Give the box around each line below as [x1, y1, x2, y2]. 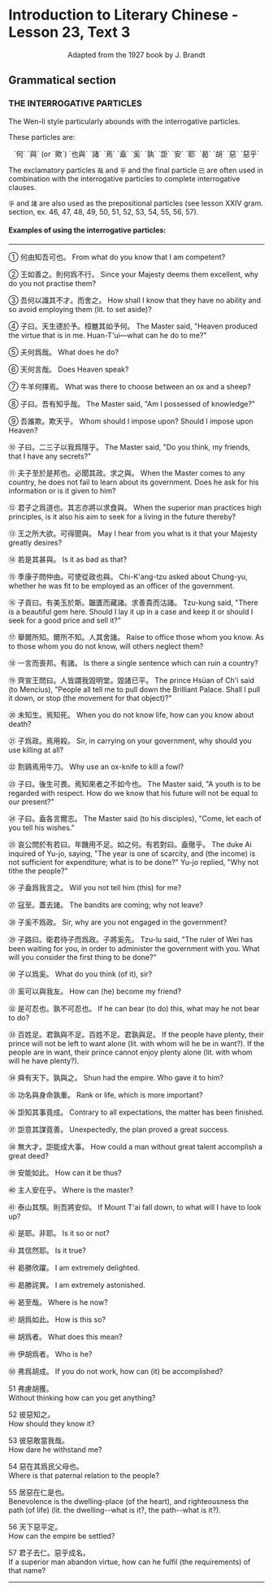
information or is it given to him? [8, 485, 116, 495]
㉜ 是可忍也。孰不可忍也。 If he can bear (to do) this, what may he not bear [8, 1003, 260, 1013]
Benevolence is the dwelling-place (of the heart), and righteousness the [8, 1496, 249, 1506]
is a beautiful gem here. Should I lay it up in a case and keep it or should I [8, 606, 253, 616]
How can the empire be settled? [8, 1531, 115, 1541]
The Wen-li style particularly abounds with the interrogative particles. [8, 116, 241, 126]
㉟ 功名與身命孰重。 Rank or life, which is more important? [8, 1089, 203, 1099]
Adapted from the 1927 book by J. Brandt [67, 50, 206, 59]
